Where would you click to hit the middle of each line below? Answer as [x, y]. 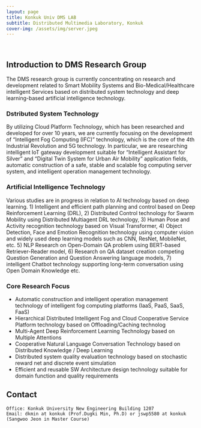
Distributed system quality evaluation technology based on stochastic [101, 356]
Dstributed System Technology [52, 114]
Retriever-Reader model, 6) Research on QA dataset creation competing [95, 251]
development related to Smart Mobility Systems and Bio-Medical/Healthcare [100, 85]
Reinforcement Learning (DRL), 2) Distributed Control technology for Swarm [100, 213]
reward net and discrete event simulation [65, 363]
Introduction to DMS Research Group [76, 65]
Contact [22, 395]
